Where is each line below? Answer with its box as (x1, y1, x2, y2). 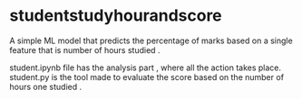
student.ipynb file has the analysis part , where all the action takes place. (9, 62, 282, 73)
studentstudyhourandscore (9, 5, 222, 26)
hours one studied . (9, 81, 83, 92)
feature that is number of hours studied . (9, 44, 161, 55)
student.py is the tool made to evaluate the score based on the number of (9, 71, 284, 82)
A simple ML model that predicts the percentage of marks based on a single (9, 35, 293, 46)
